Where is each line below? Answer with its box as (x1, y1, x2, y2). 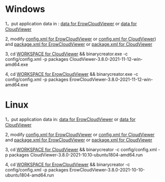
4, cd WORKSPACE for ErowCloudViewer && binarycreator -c (5, 161, 130, 168)
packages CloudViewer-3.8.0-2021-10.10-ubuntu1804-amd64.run (9, 152, 143, 158)
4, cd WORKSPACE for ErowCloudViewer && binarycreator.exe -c (5, 71, 138, 77)
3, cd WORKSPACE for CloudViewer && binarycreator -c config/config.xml (5, 146, 157, 153)
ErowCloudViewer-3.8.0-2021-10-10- (69, 167, 145, 173)
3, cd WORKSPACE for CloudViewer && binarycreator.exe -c (5, 51, 128, 57)
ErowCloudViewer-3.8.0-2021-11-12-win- (69, 76, 153, 82)
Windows (5, 3, 45, 15)
